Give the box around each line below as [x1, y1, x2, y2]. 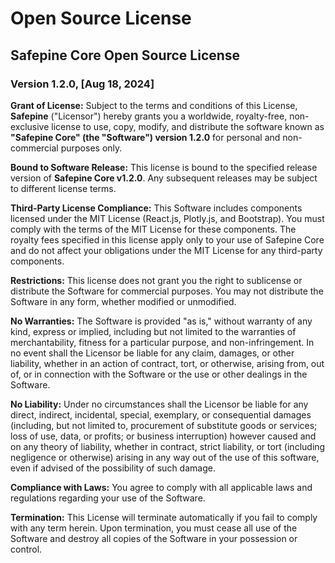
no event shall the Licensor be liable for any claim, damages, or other [10, 347, 295, 359]
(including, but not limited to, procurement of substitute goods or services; [10, 419, 318, 431]
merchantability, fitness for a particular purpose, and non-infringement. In [10, 336, 315, 348]
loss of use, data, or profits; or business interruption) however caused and [10, 430, 317, 442]
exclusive [10, 120, 50, 132]
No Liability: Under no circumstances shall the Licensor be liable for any [10, 398, 309, 410]
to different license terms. [10, 182, 117, 194]
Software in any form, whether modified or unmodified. [10, 295, 237, 307]
